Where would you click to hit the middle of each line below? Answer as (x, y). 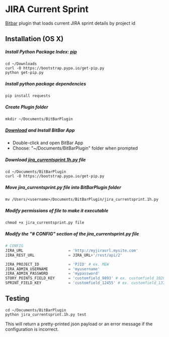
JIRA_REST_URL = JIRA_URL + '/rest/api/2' (64, 255)
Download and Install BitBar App (40, 130)
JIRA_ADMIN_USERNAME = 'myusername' (53, 269)
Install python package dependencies (46, 83)
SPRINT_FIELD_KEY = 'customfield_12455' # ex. (67, 283)
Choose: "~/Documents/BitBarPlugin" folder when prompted (75, 148)
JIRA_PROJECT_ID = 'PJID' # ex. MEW (57, 264)
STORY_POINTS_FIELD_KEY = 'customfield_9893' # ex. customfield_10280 (86, 278)
